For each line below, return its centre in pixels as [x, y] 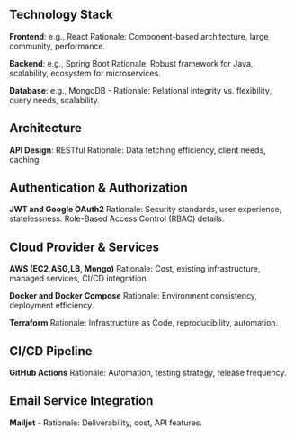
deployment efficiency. [52, 306]
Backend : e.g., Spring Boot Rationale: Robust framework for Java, [131, 63]
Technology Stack [61, 15]
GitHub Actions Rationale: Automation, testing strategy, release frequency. [148, 373]
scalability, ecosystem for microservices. [85, 73]
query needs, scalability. [55, 100]
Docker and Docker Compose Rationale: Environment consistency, [134, 296]
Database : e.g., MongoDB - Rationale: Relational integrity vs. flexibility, [141, 90]
